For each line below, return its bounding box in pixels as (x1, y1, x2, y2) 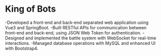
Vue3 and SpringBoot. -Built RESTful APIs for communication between (5, 24, 147, 30)
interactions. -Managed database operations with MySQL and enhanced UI (5, 40, 156, 46)
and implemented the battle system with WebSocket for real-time (25, 35, 157, 41)
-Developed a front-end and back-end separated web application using (5, 19, 149, 25)
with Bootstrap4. (5, 45, 39, 51)
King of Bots (5, 3, 56, 15)
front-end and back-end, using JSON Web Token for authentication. (5, 30, 141, 36)
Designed (5, 35, 24, 41)
